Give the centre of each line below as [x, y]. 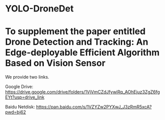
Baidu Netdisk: [20, 107]
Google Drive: [19, 87]
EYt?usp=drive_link [25, 97]
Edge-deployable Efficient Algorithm [82, 53]
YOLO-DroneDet [39, 9]
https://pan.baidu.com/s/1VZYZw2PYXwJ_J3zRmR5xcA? [94, 107]
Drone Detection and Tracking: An [77, 42]
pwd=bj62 [16, 112]
